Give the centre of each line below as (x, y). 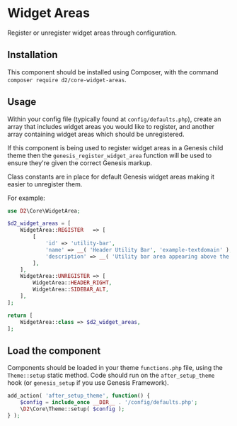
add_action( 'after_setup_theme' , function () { (79, 396)
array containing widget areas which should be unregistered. (96, 134)
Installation (33, 55)
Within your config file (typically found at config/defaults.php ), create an (114, 119)
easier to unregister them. (45, 184)
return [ (20, 315)
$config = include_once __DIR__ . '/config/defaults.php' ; (109, 403)
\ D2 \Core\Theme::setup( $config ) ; (73, 409)
